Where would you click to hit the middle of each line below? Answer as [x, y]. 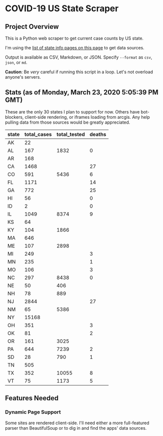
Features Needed [32, 398]
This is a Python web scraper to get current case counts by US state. [74, 38]
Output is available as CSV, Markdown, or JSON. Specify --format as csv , [79, 57]
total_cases [38, 134]
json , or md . [16, 62]
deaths [98, 134]
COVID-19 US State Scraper [62, 9]
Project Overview [32, 27]
